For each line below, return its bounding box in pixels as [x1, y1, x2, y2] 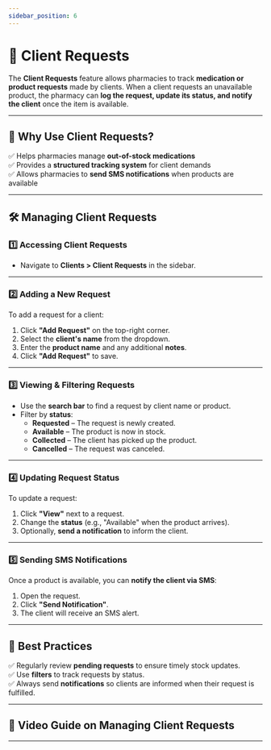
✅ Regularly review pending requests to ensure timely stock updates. [8, 660, 240, 670]
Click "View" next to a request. [19, 509, 125, 519]
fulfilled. [8, 688, 35, 698]
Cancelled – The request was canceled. [31, 444, 165, 453]
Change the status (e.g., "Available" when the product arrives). [19, 517, 230, 527]
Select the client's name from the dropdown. [19, 334, 171, 344]
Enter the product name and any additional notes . [19, 343, 187, 352]
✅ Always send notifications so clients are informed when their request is [8, 679, 255, 689]
